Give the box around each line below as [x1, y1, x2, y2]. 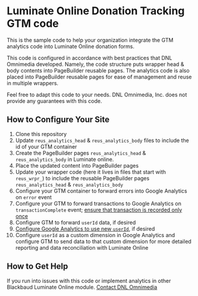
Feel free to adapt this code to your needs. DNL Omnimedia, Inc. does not [7, 91, 187, 98]
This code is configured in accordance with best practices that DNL [7, 54, 172, 61]
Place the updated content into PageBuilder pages [15, 162, 139, 169]
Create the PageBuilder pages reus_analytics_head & [15, 149, 146, 156]
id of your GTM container [15, 143, 77, 150]
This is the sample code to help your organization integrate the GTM [7, 36, 174, 43]
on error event [15, 193, 52, 200]
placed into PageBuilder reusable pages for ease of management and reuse [7, 73, 192, 80]
